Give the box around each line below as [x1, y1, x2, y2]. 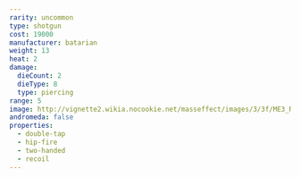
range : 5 [9, 96, 42, 105]
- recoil [17, 154, 50, 164]
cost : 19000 [9, 29, 54, 38]
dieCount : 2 [17, 72, 62, 80]
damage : [9, 63, 38, 72]
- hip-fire [17, 138, 58, 147]
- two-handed [17, 146, 66, 155]
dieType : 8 [17, 80, 58, 88]
